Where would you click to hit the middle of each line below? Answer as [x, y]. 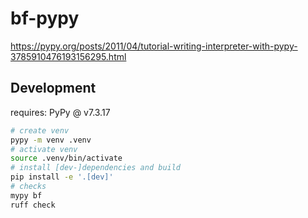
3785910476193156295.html [68, 56]
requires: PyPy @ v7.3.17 [60, 112]
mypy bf [26, 195]
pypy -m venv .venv [51, 140]
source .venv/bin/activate [66, 158]
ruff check [33, 205]
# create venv [40, 130]
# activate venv [44, 149]
